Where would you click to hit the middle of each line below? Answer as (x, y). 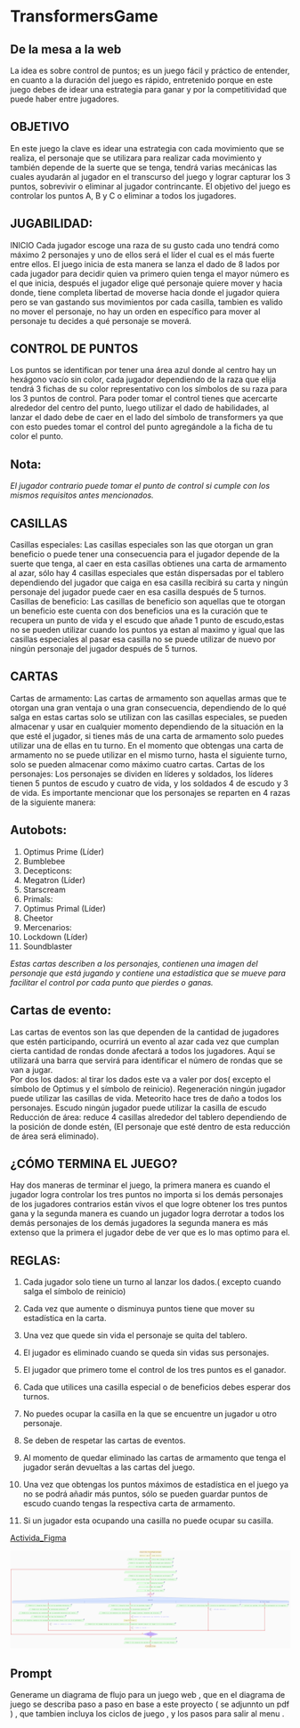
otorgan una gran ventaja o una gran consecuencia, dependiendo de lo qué (149, 707)
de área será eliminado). (54, 1136)
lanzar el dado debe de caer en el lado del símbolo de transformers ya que (147, 418)
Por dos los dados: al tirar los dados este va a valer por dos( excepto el (140, 1079)
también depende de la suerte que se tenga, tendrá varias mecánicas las (144, 167)
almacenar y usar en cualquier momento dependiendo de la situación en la (147, 726)
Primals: (38, 899)
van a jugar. (32, 1069)
